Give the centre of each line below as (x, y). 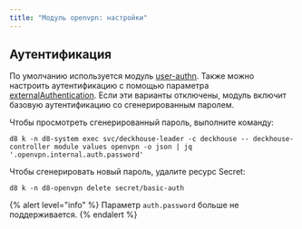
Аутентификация (60, 55)
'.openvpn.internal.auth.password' (77, 155)
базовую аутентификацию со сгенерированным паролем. (122, 105)
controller (30, 147)
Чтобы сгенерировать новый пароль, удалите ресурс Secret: (127, 172)
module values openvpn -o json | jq (123, 147)
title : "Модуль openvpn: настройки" (78, 18)
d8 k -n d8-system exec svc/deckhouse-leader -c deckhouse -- (129, 139)
